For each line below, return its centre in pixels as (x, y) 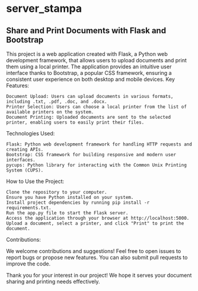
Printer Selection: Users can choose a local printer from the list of (96, 107)
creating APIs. (25, 150)
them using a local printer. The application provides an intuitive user (89, 67)
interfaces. (21, 160)
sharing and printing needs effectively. (53, 281)
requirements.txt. (29, 208)
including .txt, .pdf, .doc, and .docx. (57, 102)
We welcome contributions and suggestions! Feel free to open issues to (94, 251)
